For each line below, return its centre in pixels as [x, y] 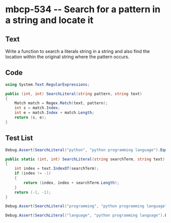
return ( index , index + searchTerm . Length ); [72, 183]
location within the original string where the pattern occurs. [67, 57]
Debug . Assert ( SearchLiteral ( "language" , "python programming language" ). [85, 215]
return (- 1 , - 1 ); [33, 192]
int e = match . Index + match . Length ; [54, 113]
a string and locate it [49, 20]
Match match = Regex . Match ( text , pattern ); [61, 103]
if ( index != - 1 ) [33, 174]
